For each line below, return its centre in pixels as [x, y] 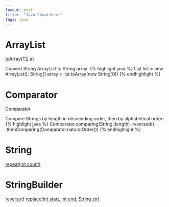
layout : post [19, 10]
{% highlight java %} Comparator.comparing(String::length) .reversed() [80, 124]
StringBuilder [34, 185]
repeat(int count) [23, 164]
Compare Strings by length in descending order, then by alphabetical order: [85, 119]
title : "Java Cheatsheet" [34, 15]
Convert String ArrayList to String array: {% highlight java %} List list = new [84, 69]
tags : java [17, 19]
